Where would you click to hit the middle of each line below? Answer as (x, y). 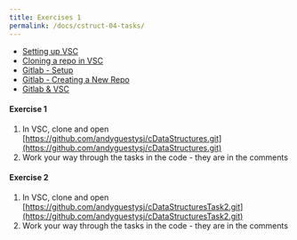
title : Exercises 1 (45, 17)
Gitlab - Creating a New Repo (76, 79)
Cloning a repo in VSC (63, 60)
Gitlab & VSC (45, 89)
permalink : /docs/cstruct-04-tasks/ (77, 26)
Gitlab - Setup (48, 70)
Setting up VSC (50, 51)
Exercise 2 (29, 178)
